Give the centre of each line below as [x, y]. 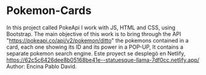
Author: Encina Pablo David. [42, 66]
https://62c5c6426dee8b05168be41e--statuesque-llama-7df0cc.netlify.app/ [103, 60]
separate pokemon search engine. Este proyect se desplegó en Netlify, [96, 53]
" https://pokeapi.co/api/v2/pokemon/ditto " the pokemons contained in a [97, 40]
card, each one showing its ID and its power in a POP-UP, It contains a [95, 47]
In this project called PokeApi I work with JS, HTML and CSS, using [91, 27]
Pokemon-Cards [49, 11]
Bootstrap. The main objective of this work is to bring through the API [94, 34]
